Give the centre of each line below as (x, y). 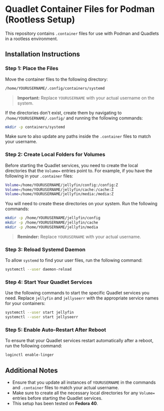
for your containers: (25, 303)
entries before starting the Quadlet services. (57, 398)
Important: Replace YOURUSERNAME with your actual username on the (86, 98)
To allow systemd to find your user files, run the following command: (74, 260)
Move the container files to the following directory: (56, 79)
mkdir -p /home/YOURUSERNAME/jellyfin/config (53, 218)
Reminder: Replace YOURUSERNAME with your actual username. (79, 236)
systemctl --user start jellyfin (40, 313)
